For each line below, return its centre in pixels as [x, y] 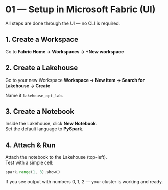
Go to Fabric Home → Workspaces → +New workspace [65, 51]
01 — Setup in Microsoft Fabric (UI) [80, 9]
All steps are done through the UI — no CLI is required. [63, 23]
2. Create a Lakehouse [42, 68]
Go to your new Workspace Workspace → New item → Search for [75, 80]
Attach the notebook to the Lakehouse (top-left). [56, 157]
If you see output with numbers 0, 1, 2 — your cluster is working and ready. [84, 182]
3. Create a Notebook [40, 111]
